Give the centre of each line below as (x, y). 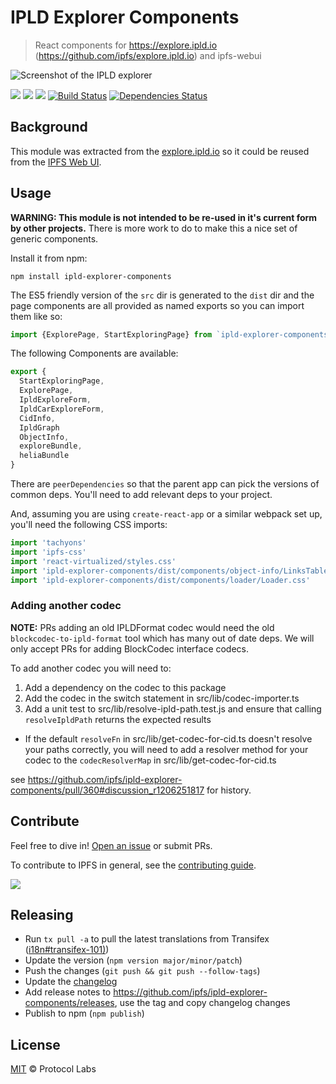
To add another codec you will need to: (91, 668)
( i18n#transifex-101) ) (67, 950)
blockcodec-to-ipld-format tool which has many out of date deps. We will (162, 638)
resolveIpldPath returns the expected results (118, 719)
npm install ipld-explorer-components (91, 276)
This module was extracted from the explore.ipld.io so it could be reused (160, 151)
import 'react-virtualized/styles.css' (93, 561)
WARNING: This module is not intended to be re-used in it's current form (164, 217)
